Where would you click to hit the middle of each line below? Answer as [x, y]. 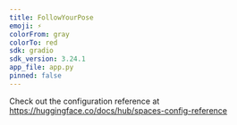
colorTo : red [34, 42]
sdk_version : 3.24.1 [48, 59]
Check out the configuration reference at [85, 101]
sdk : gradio [31, 51]
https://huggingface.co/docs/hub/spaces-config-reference [118, 110]
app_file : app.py [42, 68]
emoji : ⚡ [25, 26]
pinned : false [36, 76]
